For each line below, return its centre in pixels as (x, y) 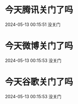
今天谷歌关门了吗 (39, 82)
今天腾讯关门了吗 (39, 10)
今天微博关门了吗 (39, 46)
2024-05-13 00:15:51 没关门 (33, 24)
